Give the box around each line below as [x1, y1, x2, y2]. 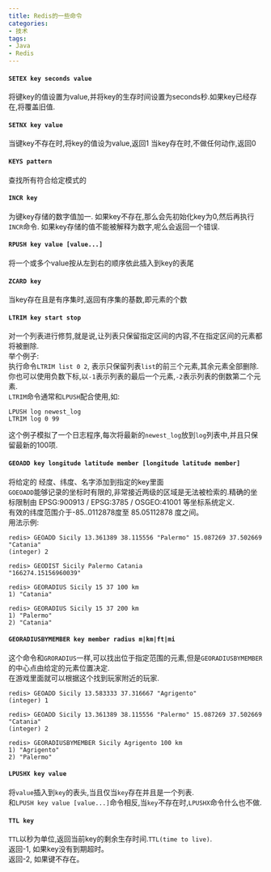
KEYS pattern [8, 158, 53, 166]
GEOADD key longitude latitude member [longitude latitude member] [8, 459, 241, 468]
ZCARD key [8, 277, 42, 286]
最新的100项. [15, 440, 58, 450]
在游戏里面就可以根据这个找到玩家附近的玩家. [8, 673, 160, 683]
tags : [8, 34, 27, 43]
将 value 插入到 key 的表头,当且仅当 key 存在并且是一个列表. [8, 788, 194, 798]
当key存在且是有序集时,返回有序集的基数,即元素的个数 [8, 294, 188, 304]
